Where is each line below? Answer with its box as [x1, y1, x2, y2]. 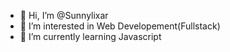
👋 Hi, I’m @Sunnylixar [19, 10, 109, 21]
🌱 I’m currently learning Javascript [19, 31, 162, 42]
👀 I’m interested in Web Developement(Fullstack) [19, 20, 221, 32]
